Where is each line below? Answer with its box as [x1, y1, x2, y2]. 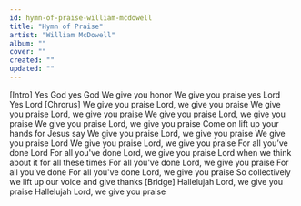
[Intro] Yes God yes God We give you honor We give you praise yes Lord [9, 88, 281, 100]
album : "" [9, 38, 47, 48]
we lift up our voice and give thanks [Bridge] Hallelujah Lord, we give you [9, 176, 284, 187]
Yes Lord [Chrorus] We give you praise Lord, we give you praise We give [9, 98, 282, 109]
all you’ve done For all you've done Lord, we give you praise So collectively [9, 166, 291, 178]
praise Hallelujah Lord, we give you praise [9, 186, 166, 197]
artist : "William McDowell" [9, 30, 116, 39]
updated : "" [9, 65, 55, 74]
